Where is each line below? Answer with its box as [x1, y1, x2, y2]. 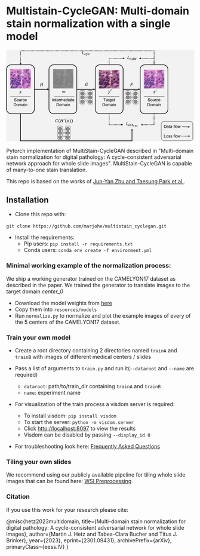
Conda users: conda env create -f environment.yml [23, 247, 152, 254]
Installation [6, 195, 49, 205]
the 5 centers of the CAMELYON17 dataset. [14, 318, 121, 325]
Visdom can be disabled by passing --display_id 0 [23, 431, 150, 438]
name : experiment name [23, 389, 81, 396]
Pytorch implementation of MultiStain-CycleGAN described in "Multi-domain [6, 147, 194, 154]
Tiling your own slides [6, 457, 72, 466]
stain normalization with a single [6, 17, 171, 30]
